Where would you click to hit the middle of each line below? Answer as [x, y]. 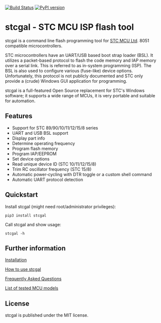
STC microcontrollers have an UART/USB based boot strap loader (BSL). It [79, 55]
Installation [16, 260]
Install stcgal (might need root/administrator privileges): [61, 206]
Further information [35, 248]
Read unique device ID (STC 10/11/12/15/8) [54, 164]
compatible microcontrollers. [34, 46]
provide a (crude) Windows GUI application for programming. [66, 81]
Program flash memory [35, 148]
